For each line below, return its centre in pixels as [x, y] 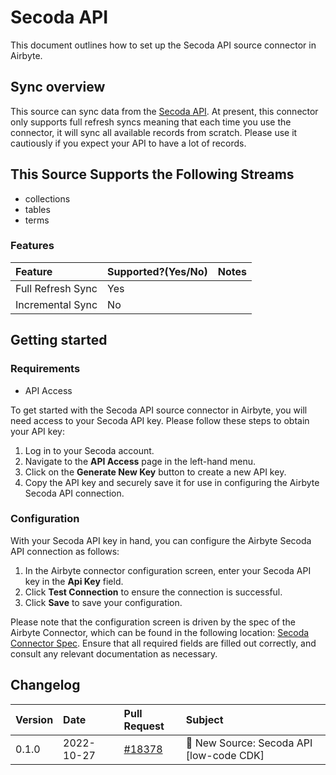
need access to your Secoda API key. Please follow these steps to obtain [160, 420]
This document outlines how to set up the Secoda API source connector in [163, 45]
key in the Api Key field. [74, 581]
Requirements [45, 369]
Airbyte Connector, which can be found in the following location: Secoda [160, 632]
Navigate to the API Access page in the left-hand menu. [140, 461]
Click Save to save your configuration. [103, 602]
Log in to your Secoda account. [89, 450]
